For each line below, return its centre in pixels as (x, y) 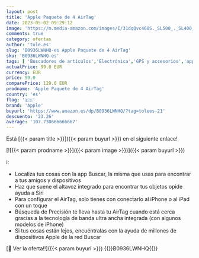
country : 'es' (24, 94)
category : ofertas (29, 39)
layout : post (22, 12)
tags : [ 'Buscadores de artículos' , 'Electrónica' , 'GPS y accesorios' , (95, 61)
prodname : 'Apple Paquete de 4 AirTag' (55, 89)
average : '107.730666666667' (42, 122)
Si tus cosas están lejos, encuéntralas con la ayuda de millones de (95, 231)
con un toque (31, 206)
